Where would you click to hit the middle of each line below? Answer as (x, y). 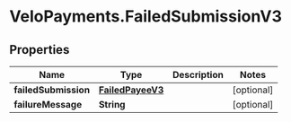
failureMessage (48, 105)
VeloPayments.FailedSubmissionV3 (146, 17)
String (112, 105)
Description (198, 75)
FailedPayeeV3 (131, 90)
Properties (40, 50)
